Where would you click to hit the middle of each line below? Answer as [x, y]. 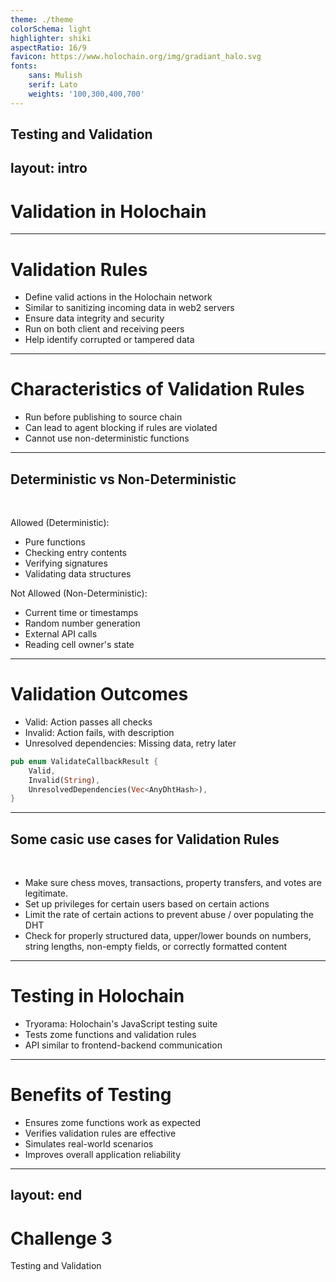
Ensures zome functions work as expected [112, 1123]
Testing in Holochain [97, 996]
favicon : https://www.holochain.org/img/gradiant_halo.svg [136, 57]
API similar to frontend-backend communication [123, 1045]
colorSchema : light [51, 29]
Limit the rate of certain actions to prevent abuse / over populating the [169, 915]
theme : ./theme [42, 19]
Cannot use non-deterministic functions [107, 438]
